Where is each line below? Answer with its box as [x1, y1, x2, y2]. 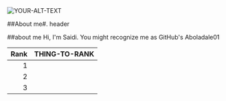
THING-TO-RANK [34, 49, 95, 59]
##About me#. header [7, 20, 70, 28]
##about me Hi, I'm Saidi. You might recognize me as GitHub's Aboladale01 [7, 33, 220, 41]
